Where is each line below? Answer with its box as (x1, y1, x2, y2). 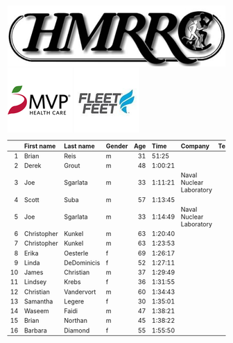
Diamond (63, 326, 90, 335)
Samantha (24, 297, 53, 306)
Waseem (24, 307, 50, 315)
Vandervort (63, 287, 96, 296)
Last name (63, 142, 95, 150)
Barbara (24, 326, 47, 335)
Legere (63, 297, 85, 306)
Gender (105, 142, 128, 150)
